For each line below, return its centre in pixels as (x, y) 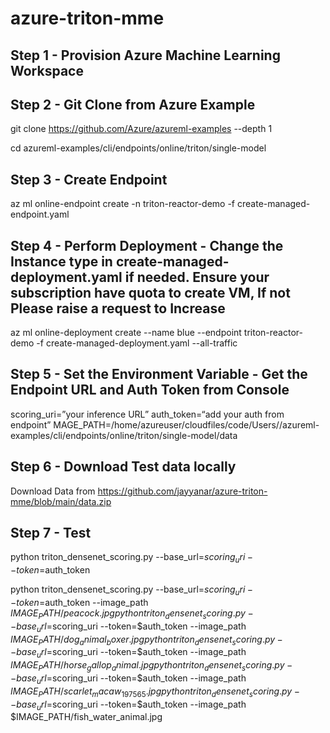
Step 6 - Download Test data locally (123, 467)
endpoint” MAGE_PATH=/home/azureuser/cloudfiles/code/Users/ (145, 424)
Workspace (47, 70)
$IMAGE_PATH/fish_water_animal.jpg (86, 717)
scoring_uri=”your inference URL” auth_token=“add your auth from (147, 414)
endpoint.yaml (40, 214)
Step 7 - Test (51, 533)
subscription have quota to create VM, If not (150, 292)
